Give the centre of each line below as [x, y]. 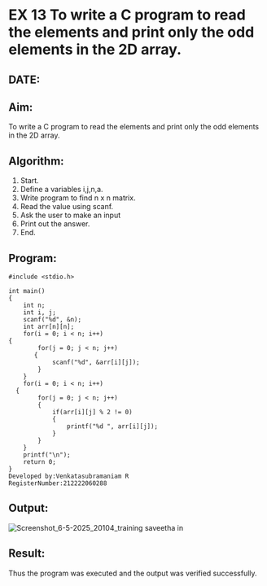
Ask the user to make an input [70, 215]
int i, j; [40, 313]
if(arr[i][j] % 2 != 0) [92, 413]
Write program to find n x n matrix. [78, 198]
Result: [27, 554]
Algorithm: [36, 161]
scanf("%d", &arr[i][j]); [96, 363]
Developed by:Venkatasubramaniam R [69, 477]
